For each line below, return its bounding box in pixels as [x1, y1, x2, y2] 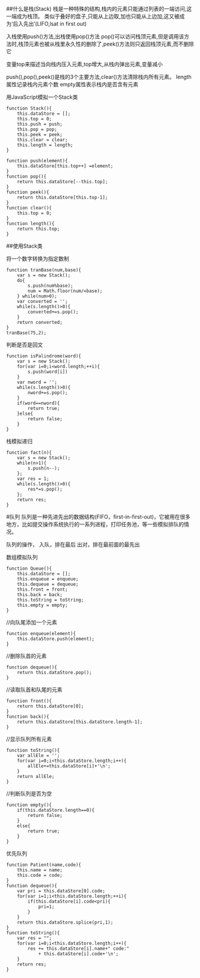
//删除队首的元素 [6, 652, 47, 660]
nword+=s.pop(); [27, 390, 68, 396]
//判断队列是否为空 [6, 790, 53, 797]
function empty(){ [6, 802, 52, 808]
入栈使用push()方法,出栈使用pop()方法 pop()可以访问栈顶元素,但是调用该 [6, 33, 184, 40]
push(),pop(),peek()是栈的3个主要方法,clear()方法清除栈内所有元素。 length [6, 74, 192, 80]
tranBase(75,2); [6, 330, 47, 336]
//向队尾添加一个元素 [6, 619, 58, 625]
